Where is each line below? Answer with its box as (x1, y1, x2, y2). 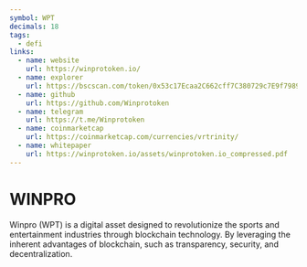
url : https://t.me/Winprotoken (26, 115, 145, 124)
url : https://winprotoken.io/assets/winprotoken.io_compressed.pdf (26, 149, 288, 158)
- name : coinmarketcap (17, 124, 104, 133)
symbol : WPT (9, 13, 55, 23)
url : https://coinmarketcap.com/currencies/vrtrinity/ (26, 133, 239, 142)
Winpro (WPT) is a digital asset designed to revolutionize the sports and (9, 219, 281, 230)
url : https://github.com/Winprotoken (26, 98, 170, 108)
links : (9, 48, 35, 57)
